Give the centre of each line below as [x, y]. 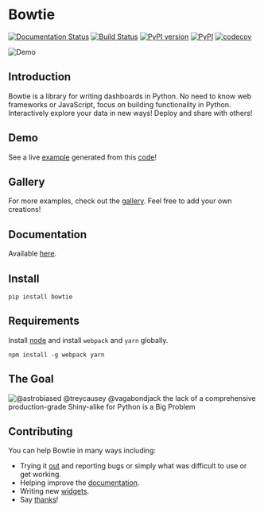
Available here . [33, 254]
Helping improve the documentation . [80, 483]
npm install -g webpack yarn [56, 355]
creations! [25, 210]
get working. [41, 475]
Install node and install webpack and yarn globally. [88, 340]
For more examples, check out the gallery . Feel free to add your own [120, 201]
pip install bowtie [41, 297]
